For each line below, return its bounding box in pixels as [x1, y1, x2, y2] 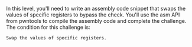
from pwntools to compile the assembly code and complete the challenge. [6, 18, 187, 24]
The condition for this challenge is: [6, 23, 90, 31]
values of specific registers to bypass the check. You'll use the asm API [6, 11, 180, 18]
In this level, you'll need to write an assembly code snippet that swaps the [6, 5, 186, 12]
